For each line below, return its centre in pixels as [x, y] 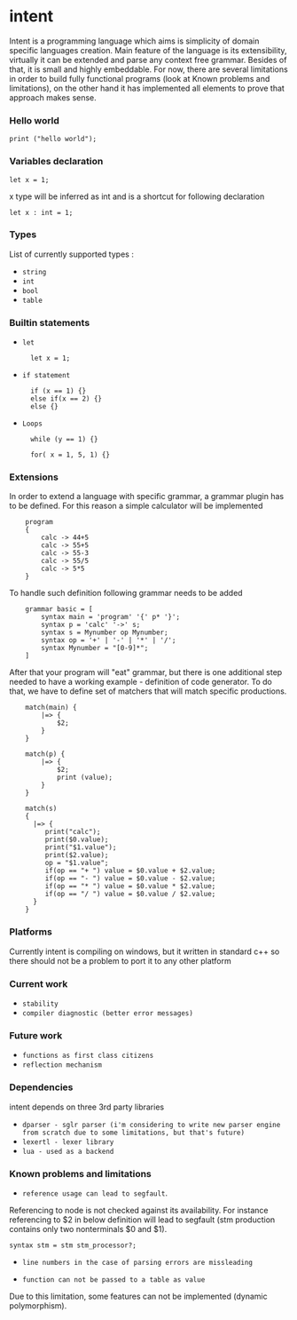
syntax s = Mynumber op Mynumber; [105, 632]
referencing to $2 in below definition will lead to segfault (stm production [142, 1220]
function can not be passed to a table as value [113, 1280]
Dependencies [41, 1087]
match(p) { [45, 754]
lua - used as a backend [68, 1151]
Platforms [31, 932]
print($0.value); [77, 840]
